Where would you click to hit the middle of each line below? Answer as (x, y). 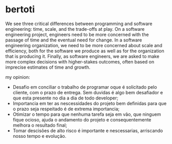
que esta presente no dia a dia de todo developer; (65, 98)
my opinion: (18, 77)
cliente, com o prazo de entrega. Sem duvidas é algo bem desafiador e (88, 92)
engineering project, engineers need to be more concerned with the (77, 34)
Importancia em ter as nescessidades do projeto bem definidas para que (90, 103)
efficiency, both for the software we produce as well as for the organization (85, 51)
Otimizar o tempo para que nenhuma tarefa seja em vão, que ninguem (87, 114)
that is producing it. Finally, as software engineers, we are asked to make (82, 56)
